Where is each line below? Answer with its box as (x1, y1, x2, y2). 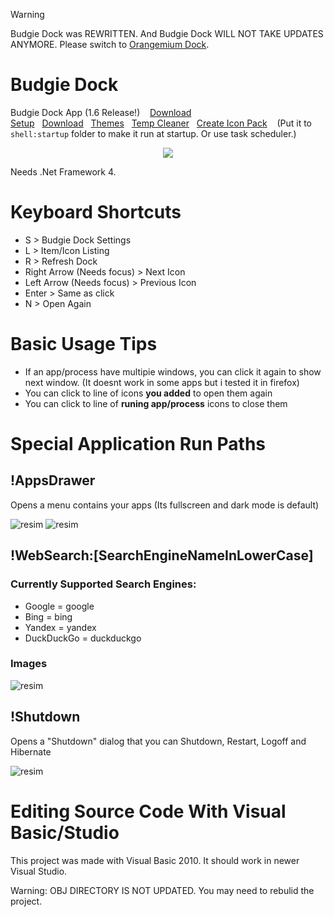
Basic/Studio (10, 821, 120, 844)
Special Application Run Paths (10, 433, 267, 455)
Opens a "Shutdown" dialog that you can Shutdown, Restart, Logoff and (10, 735, 307, 747)
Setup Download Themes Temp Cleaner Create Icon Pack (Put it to (10, 117, 313, 129)
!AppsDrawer (10, 472, 96, 489)
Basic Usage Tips (10, 333, 158, 356)
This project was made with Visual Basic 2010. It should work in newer (10, 854, 300, 866)
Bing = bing (24, 610, 73, 623)
